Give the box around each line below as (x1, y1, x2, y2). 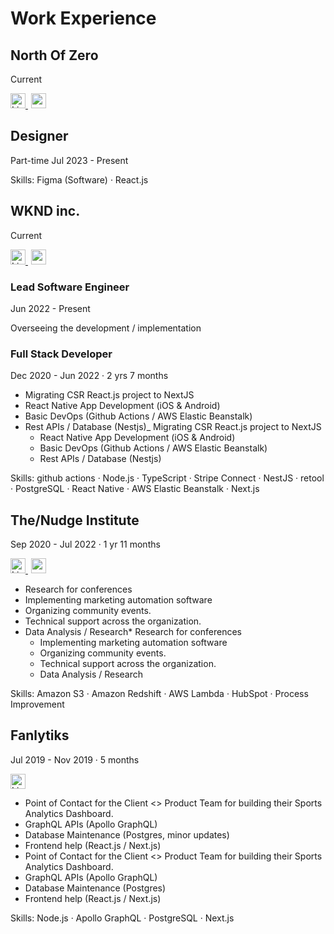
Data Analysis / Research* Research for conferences (24, 626, 242, 638)
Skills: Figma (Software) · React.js (10, 173, 149, 186)
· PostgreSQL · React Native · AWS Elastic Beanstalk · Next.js (10, 483, 260, 495)
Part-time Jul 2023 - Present (10, 154, 129, 166)
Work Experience (10, 7, 157, 30)
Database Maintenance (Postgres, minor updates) (24, 828, 230, 841)
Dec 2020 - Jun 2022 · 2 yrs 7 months (10, 370, 169, 382)
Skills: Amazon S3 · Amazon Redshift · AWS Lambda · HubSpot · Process (10, 688, 309, 700)
